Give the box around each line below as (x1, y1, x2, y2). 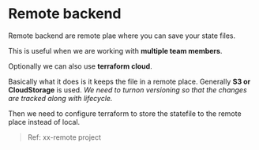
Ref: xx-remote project (27, 132, 101, 142)
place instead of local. (8, 117, 81, 126)
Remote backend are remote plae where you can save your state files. (8, 31, 236, 40)
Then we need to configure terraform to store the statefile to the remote (8, 108, 242, 118)
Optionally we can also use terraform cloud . (8, 61, 152, 71)
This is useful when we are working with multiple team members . (8, 46, 223, 55)
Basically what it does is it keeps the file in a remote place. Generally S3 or (8, 77, 251, 86)
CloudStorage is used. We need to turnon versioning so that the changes (8, 84, 247, 95)
